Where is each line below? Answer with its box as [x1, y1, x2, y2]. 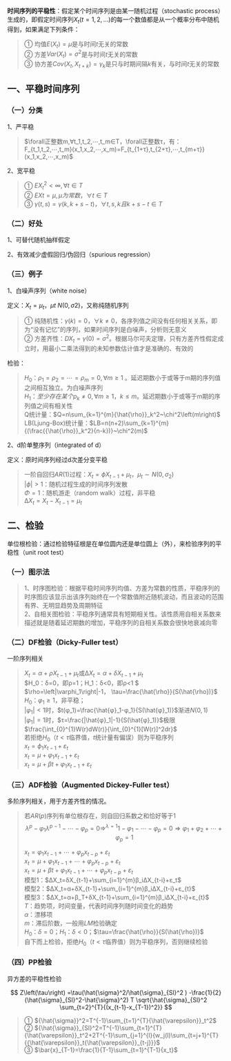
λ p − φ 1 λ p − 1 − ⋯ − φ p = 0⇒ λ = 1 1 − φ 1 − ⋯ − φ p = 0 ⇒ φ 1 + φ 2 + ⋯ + [25, 823, 223, 834]
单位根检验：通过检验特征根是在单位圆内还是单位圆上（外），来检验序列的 [7, 539, 216, 548]
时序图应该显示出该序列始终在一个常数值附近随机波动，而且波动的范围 [23, 593, 224, 601]
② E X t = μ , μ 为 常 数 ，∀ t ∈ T [23, 191, 108, 199]
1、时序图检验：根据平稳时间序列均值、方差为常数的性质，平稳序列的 [23, 584, 221, 593]
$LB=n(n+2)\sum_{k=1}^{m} [89, 419, 169, 427]
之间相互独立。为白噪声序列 [23, 383, 103, 392]
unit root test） [25, 548, 68, 556]
